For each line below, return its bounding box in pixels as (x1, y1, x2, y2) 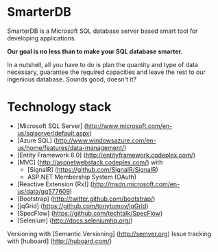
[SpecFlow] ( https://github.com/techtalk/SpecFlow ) (16, 209, 163, 217)
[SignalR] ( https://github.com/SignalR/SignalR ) (27, 165, 159, 173)
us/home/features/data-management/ (16, 143, 125, 151)
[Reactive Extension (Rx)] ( (16, 179, 93, 188)
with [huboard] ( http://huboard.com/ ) (7, 237, 112, 245)
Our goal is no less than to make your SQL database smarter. (7, 47, 183, 55)
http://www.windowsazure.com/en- (56, 136, 156, 144)
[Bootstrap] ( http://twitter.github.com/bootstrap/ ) (16, 194, 156, 203)
